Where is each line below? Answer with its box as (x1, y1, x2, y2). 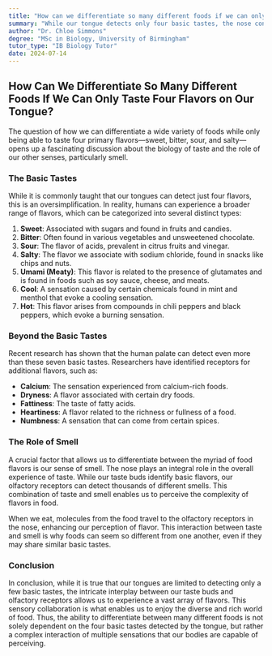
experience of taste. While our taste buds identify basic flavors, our (8, 472, 233, 482)
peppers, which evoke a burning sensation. (19, 310, 164, 320)
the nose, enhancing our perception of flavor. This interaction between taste (8, 522, 262, 532)
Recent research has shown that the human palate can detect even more (8, 349, 251, 358)
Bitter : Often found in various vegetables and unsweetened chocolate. (19, 233, 255, 242)
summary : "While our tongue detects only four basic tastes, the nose (8, 19, 252, 28)
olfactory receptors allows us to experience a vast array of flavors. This (8, 595, 247, 605)
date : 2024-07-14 (8, 49, 67, 58)
